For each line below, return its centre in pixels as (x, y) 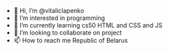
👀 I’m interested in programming (59, 18)
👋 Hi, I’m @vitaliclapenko (49, 11)
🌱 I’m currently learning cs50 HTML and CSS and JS (88, 25)
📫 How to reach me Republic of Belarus (71, 40)
